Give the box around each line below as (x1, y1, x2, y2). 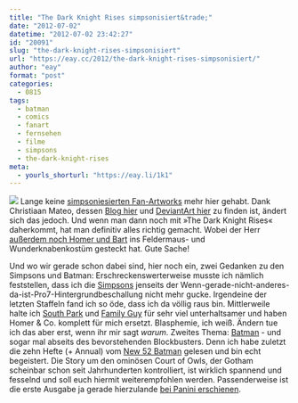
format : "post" (9, 71, 66, 80)
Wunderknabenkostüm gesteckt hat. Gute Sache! (9, 243, 189, 254)
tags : (9, 95, 29, 105)
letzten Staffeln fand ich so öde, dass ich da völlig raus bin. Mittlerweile (9, 299, 270, 309)
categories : (9, 79, 53, 88)
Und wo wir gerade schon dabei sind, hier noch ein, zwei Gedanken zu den (9, 260, 285, 272)
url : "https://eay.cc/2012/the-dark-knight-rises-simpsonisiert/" (9, 54, 261, 63)
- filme (17, 137, 46, 146)
